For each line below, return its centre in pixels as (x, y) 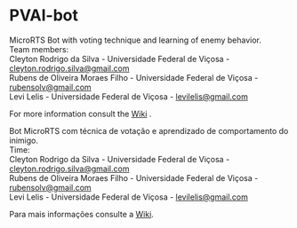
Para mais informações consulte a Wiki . (81, 214)
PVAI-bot (44, 16)
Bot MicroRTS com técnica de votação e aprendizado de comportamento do (149, 130)
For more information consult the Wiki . (80, 114)
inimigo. (24, 140)
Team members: (39, 49)
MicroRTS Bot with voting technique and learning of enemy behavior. (136, 40)
